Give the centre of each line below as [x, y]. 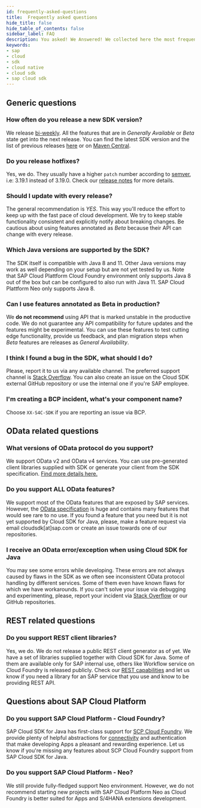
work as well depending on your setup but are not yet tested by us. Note [95, 269]
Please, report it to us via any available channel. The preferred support [93, 371]
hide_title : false [29, 23]
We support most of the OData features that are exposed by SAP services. [98, 502]
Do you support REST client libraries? [61, 638]
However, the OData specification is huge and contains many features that [98, 509]
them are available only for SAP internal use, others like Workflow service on [100, 663]
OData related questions [52, 431]
